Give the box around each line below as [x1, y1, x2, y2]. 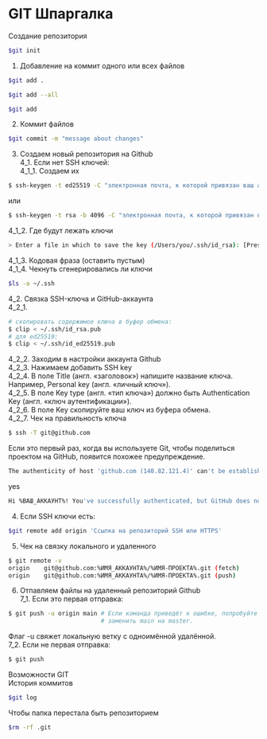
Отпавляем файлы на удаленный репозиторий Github [19, 586, 201, 596]
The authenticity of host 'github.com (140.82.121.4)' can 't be [8, 467, 226, 475]
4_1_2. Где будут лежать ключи [8, 226, 114, 236]
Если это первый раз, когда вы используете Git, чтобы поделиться [8, 444, 235, 453]
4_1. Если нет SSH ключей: [19, 158, 110, 167]
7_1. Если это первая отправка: [19, 594, 124, 604]
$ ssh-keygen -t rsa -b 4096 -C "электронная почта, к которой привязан [8, 212, 254, 220]
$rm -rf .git [8, 723, 52, 731]
